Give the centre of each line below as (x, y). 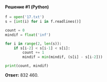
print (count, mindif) (27, 66)
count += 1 (33, 53)
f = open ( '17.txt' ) (25, 17)
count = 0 (15, 30)
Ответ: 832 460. (22, 75)
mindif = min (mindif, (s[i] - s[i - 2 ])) (63, 57)
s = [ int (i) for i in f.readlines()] (43, 22)
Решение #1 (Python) (27, 7)
